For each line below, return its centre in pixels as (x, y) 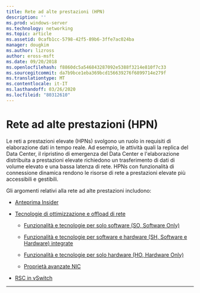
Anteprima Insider (37, 202)
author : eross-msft (30, 56)
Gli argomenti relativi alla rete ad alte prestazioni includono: (79, 190)
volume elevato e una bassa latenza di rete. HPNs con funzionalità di (90, 166)
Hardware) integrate (48, 243)
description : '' (26, 17)
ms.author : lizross (30, 51)
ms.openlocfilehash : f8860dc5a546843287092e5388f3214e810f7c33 (86, 67)
